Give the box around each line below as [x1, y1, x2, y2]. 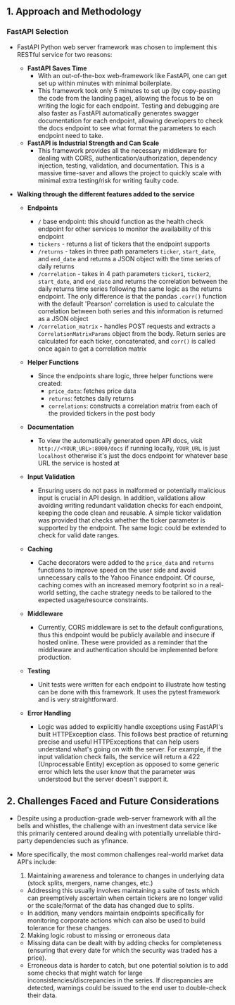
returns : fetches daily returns [48, 394, 134, 402]
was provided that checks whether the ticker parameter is [37, 516, 205, 524]
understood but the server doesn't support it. [37, 775, 170, 783]
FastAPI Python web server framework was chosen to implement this [16, 42, 217, 51]
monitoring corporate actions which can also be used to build [27, 916, 205, 925]
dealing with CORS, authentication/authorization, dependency [37, 154, 217, 162]
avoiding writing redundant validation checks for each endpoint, [37, 501, 223, 509]
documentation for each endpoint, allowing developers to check [37, 116, 224, 125]
